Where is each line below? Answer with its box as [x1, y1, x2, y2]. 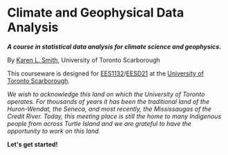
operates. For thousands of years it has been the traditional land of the [7, 97, 209, 105]
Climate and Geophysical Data [7, 5, 184, 21]
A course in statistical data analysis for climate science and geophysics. [7, 42, 222, 51]
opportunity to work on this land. [7, 127, 101, 135]
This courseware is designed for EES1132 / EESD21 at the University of [7, 69, 204, 77]
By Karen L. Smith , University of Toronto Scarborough [7, 55, 160, 64]
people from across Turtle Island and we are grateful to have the [7, 119, 192, 127]
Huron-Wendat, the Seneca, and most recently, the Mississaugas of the [7, 104, 212, 113]
